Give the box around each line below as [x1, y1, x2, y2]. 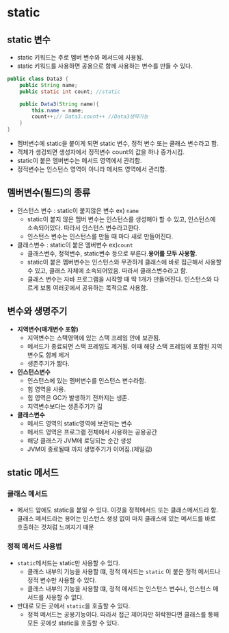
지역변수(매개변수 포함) [16, 325, 79, 333]
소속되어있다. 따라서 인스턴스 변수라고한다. [27, 223, 142, 232]
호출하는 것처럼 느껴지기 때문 [16, 523, 94, 532]
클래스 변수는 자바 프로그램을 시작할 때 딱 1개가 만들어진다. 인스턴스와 [27, 275, 213, 283]
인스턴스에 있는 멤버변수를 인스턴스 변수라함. [27, 376, 146, 384]
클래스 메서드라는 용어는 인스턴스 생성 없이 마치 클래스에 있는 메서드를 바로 [16, 514, 217, 523]
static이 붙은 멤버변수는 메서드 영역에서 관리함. [16, 156, 142, 164]
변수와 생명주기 [7, 306, 68, 317]
